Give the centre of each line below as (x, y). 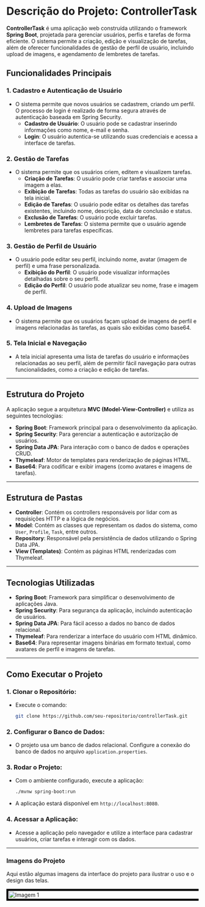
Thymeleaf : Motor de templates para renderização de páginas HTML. (103, 460)
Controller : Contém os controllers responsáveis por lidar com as (96, 512)
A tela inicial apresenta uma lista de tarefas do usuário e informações (102, 356)
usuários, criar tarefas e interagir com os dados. (75, 839)
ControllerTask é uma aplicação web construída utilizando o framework (97, 28)
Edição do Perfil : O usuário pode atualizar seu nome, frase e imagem (111, 286)
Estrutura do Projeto (45, 395)
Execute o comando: (41, 705)
